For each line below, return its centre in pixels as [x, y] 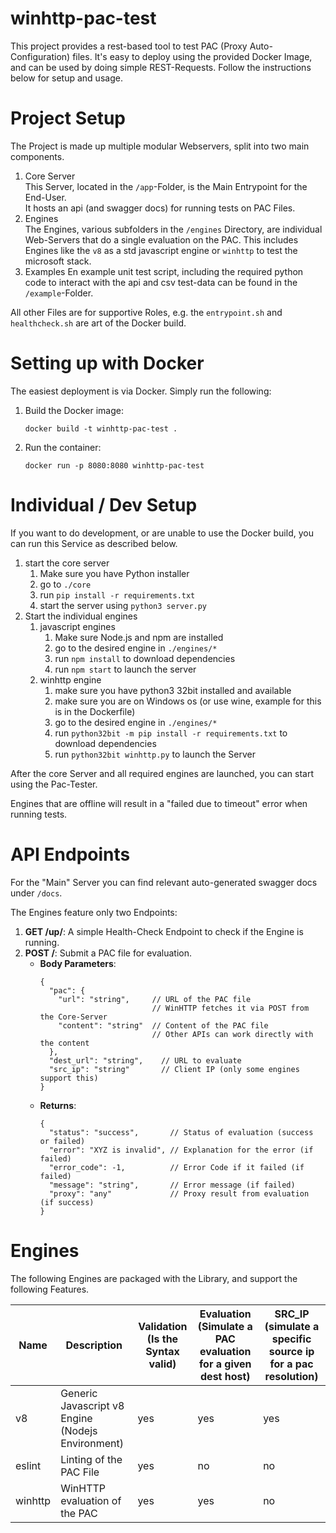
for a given [225, 1364]
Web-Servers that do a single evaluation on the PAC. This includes [161, 239]
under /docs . [36, 893]
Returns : [58, 1105]
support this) [69, 1078]
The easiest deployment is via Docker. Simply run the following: [141, 391]
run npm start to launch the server [125, 669]
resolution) [291, 1376]
